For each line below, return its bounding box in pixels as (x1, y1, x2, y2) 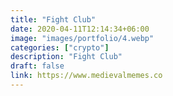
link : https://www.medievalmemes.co (10, 71, 163, 81)
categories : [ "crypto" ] (10, 42, 110, 53)
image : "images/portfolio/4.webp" (10, 33, 155, 43)
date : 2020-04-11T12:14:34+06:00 (10, 24, 150, 34)
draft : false (10, 61, 65, 71)
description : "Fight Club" (10, 52, 123, 62)
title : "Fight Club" (10, 14, 97, 25)
